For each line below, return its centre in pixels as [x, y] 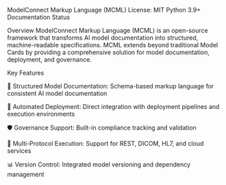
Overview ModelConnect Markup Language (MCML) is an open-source [108, 30]
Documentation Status [39, 17]
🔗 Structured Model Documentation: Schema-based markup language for [111, 86]
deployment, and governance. [50, 60]
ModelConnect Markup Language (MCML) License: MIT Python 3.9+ [104, 10]
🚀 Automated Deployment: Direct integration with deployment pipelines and [113, 107]
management [26, 174]
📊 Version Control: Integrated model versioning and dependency [99, 164]
